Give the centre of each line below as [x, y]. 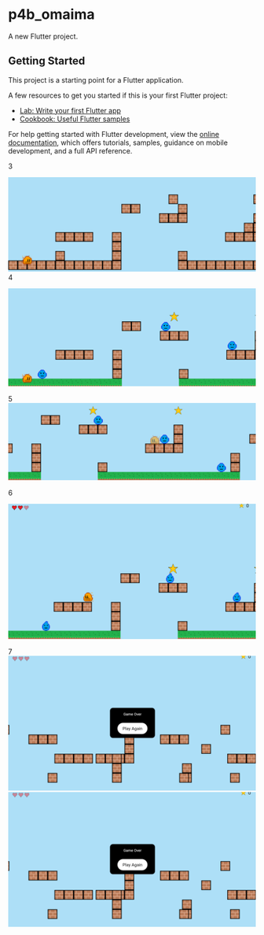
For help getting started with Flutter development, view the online [114, 134]
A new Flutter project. [43, 36]
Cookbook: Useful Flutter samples [75, 119]
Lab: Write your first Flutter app [70, 110]
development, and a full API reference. [70, 150]
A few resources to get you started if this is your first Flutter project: [118, 95]
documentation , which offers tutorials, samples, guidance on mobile [118, 142]
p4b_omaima [51, 15]
